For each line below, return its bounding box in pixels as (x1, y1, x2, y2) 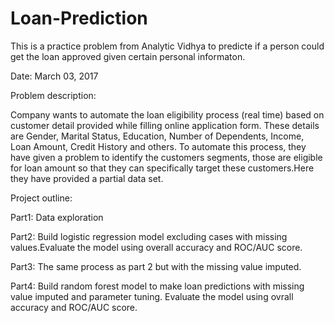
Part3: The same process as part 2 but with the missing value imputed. (10, 260, 302, 272)
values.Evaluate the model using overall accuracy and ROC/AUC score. (10, 241, 303, 253)
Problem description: (10, 89, 97, 101)
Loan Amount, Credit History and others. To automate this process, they (10, 140, 307, 152)
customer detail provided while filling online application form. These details (10, 119, 320, 131)
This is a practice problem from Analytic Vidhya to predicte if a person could (10, 40, 325, 52)
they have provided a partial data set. (10, 172, 164, 184)
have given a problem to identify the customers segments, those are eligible (10, 151, 323, 163)
